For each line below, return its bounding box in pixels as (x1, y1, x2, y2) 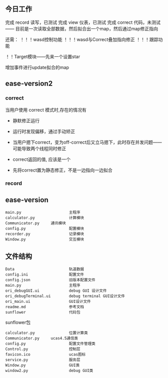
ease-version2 (5, 79, 53, 88)
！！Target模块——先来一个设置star (5, 53, 80, 59)
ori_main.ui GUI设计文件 (5, 299, 91, 304)
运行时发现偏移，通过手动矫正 (12, 128, 75, 134)
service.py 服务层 (5, 357, 81, 363)
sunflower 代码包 (5, 310, 81, 315)
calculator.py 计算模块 (5, 215, 85, 221)
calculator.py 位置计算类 (5, 330, 88, 336)
